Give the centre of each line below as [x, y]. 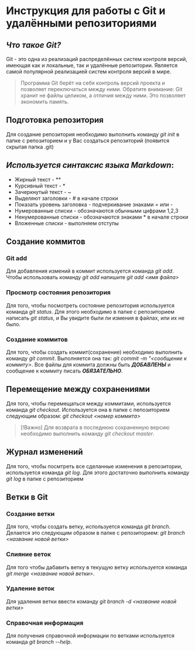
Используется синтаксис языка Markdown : [90, 165]
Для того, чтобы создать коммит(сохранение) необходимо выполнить [94, 352]
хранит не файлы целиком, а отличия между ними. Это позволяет [103, 95]
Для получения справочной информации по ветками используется [90, 636]
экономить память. [45, 102]
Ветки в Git [27, 497]
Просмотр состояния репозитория [59, 293]
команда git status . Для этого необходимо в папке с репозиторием [90, 311]
